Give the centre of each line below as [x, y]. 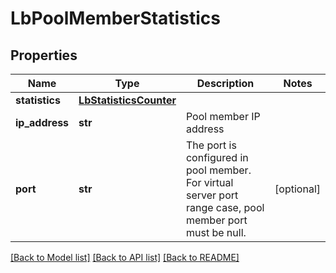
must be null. [216, 232]
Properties [44, 55]
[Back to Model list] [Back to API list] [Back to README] [125, 257]
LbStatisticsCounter [127, 100]
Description [225, 83]
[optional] [297, 189]
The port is [211, 145]
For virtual [209, 182]
